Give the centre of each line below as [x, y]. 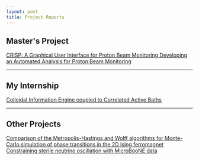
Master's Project [38, 41]
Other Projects [33, 124]
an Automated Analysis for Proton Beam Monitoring [69, 61]
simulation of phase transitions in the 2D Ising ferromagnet [92, 144]
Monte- [174, 138]
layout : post [22, 12]
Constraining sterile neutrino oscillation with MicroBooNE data [82, 151]
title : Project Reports [36, 17]
